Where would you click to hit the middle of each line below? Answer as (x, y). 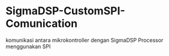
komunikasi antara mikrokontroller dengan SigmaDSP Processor (84, 40)
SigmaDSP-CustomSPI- (65, 11)
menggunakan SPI (28, 46)
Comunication (42, 24)
